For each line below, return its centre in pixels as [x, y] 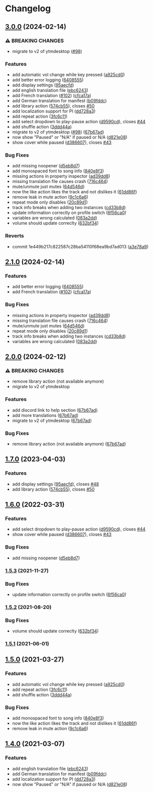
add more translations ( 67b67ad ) [45, 415]
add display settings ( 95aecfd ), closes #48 [55, 484]
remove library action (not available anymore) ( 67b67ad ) [69, 444]
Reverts [15, 236]
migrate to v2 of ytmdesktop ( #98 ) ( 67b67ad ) [58, 132]
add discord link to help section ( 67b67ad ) [55, 410]
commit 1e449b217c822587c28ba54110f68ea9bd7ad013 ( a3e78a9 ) [80, 246]
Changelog [28, 9]
